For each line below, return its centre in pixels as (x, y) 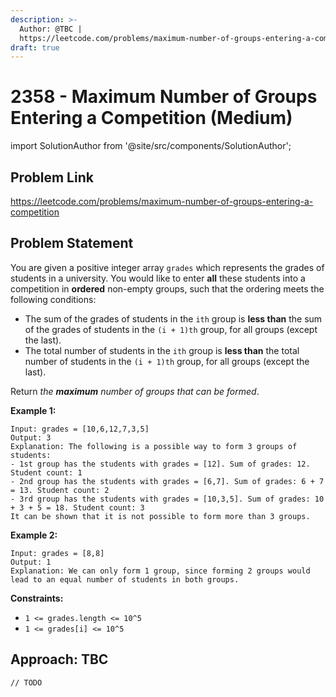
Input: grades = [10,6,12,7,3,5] (80, 429)
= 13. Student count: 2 (60, 490)
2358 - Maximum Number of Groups (164, 97)
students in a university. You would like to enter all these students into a (158, 278)
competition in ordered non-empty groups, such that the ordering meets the (167, 288)
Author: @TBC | (51, 29)
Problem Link (52, 177)
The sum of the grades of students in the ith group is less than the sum (173, 318)
